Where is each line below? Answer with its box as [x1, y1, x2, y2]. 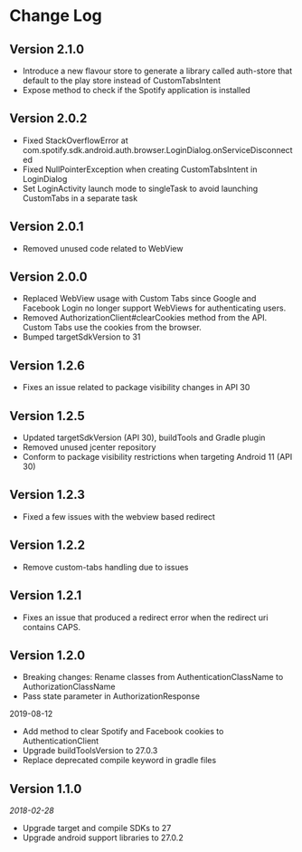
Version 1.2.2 [9, 538, 86, 553]
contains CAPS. [22, 621, 81, 632]
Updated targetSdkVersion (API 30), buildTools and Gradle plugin [22, 432, 266, 444]
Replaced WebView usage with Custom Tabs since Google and [22, 293, 257, 304]
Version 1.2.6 [9, 358, 86, 373]
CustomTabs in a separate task [22, 192, 138, 204]
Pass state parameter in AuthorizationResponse [22, 691, 201, 702]
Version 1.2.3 [9, 487, 86, 503]
